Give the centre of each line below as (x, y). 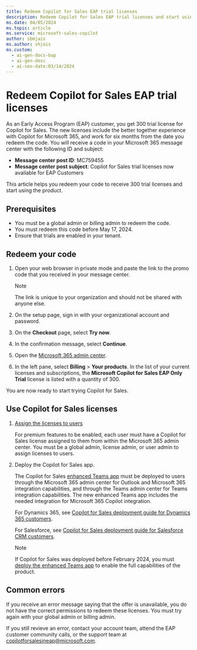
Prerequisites (31, 209)
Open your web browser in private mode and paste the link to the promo (102, 268)
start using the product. (35, 190)
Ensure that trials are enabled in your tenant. (68, 236)
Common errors (36, 590)
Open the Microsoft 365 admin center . (61, 355)
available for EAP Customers (49, 173)
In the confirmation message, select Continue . (71, 344)
